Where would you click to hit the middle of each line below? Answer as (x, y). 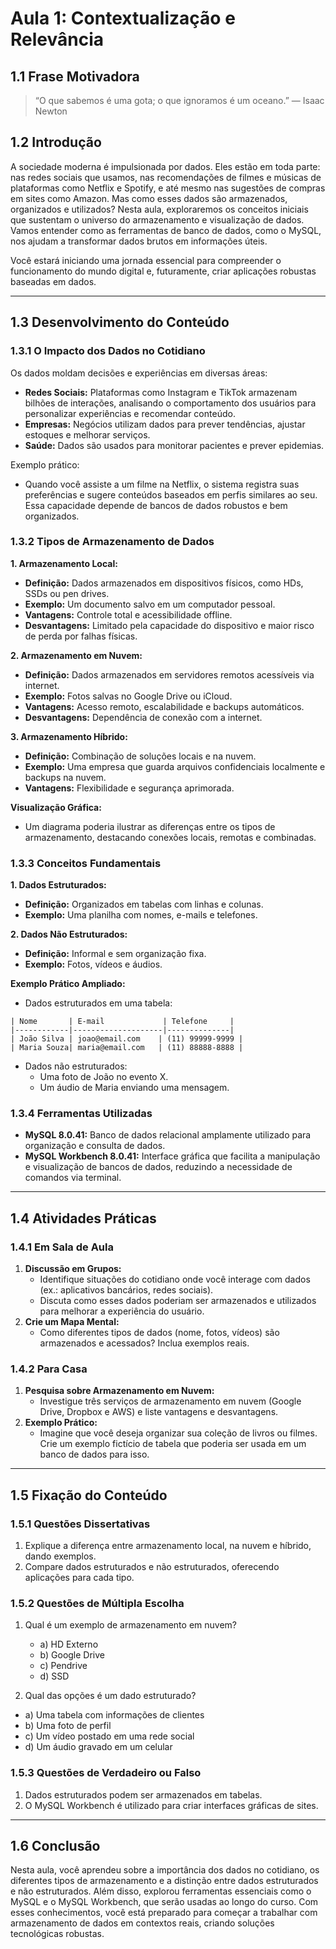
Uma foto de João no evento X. (104, 1077)
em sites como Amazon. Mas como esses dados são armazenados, (149, 198)
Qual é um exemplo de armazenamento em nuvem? (130, 1625)
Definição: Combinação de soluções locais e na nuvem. (140, 756)
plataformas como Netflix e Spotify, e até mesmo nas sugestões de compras (168, 188)
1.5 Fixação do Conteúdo (89, 1495)
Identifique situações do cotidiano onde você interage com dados (175, 1279)
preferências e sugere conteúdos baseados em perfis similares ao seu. (171, 494)
